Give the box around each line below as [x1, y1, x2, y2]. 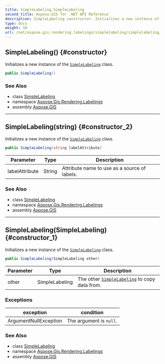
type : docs [5, 21, 27, 26]
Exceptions [5, 296, 33, 303]
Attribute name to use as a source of [62, 165, 146, 171]
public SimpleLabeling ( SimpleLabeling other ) [5, 256, 100, 261]
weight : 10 [5, 26, 27, 30]
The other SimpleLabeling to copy [78, 276, 156, 282]
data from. [78, 281, 102, 288]
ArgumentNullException [7, 317, 62, 324]
